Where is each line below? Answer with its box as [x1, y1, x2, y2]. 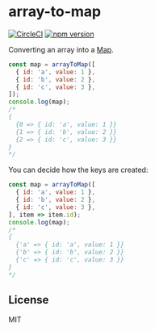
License [8, 293, 49, 307]
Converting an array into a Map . [8, 44, 115, 54]
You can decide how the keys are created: [8, 165, 149, 175]
